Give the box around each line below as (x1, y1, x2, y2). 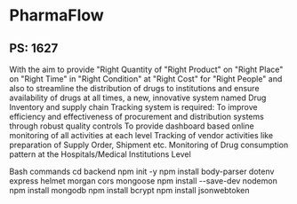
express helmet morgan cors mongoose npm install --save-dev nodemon (9, 176, 277, 186)
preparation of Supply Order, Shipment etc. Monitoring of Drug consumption (9, 139, 289, 150)
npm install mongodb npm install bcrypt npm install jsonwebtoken (9, 185, 251, 195)
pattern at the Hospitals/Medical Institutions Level (9, 149, 191, 160)
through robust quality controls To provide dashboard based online (9, 121, 255, 131)
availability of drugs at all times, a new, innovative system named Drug (9, 92, 267, 103)
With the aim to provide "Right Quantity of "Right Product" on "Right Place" (9, 64, 284, 75)
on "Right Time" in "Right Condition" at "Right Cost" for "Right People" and (9, 74, 283, 84)
